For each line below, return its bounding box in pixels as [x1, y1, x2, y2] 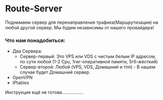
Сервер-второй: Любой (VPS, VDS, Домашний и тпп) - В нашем [19, 64, 156, 70]
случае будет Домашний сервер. [19, 69, 91, 75]
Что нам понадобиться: [5, 37, 66, 44]
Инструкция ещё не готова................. [5, 90, 83, 96]
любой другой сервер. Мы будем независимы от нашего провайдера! [5, 24, 154, 30]
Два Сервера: [12, 48, 42, 54]
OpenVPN [12, 75, 33, 81]
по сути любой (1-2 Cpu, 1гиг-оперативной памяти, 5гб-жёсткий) [19, 59, 158, 65]
